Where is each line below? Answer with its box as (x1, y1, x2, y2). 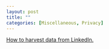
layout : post (6, 8, 39, 15)
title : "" (6, 14, 31, 20)
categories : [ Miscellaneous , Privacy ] (6, 20, 104, 26)
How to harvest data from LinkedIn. (6, 36, 94, 44)
